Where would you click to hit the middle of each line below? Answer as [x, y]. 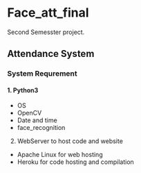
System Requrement [42, 74]
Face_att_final [48, 13]
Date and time [37, 120]
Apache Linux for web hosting [60, 155]
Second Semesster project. [46, 32]
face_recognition [41, 128]
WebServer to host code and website [70, 141]
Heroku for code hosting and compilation [76, 162]
